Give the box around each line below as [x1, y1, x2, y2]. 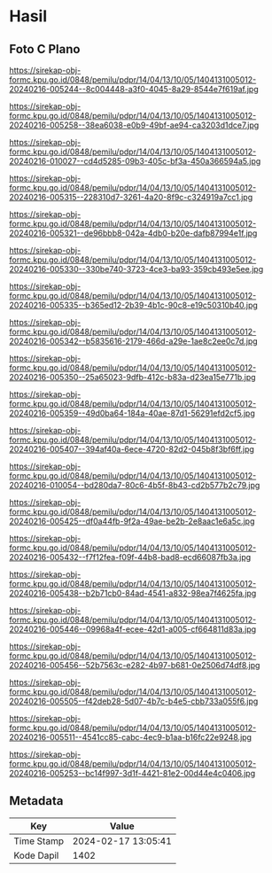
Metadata [9, 793, 64, 808]
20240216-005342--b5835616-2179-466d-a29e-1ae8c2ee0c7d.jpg [9, 336, 259, 347]
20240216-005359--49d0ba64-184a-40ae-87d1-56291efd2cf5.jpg [9, 408, 255, 418]
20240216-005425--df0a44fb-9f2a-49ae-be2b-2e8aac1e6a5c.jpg [9, 516, 255, 526]
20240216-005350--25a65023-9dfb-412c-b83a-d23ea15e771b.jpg [9, 372, 256, 382]
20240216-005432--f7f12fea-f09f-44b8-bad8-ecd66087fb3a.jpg [9, 552, 252, 562]
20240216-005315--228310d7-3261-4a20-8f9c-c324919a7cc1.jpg [9, 192, 253, 202]
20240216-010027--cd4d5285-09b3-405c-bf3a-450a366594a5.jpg [9, 156, 261, 166]
